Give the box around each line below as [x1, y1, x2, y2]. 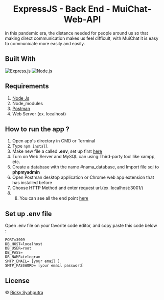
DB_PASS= [5, 250, 23, 255]
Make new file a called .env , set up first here [12, 148, 102, 154]
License [5, 276, 30, 285]
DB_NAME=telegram [5, 254, 41, 260]
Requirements [5, 82, 49, 90]
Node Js [12, 95, 29, 101]
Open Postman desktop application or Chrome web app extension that [12, 174, 154, 180]
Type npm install [12, 143, 48, 149]
